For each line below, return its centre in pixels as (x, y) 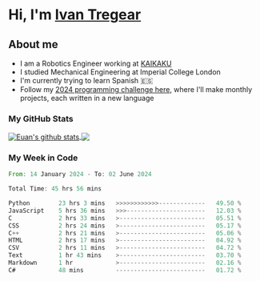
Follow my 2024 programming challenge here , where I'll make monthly (136, 89)
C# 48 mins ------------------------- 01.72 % (125, 270)
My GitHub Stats (41, 118)
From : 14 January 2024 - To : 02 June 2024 (80, 175)
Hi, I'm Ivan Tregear (75, 15)
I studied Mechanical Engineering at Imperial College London (120, 72)
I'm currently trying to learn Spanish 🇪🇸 (86, 80)
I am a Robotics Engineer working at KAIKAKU (96, 63)
